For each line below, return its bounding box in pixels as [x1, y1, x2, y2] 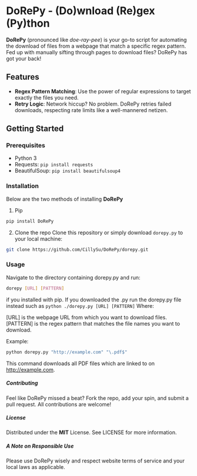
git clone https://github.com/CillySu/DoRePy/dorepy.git [6, 247, 149, 252]
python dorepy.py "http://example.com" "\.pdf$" [6, 349, 128, 355]
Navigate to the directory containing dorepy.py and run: [6, 274, 141, 281]
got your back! [6, 55, 42, 62]
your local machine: [14, 235, 63, 242]
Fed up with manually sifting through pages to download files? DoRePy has [6, 48, 188, 55]
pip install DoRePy [6, 218, 54, 224]
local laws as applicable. [6, 464, 66, 471]
